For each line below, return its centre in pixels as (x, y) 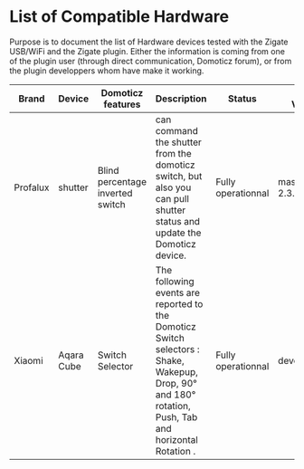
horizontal (177, 439)
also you (173, 187)
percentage (122, 181)
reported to (179, 303)
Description (181, 99)
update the (178, 233)
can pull (172, 198)
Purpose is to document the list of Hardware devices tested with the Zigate (149, 42)
